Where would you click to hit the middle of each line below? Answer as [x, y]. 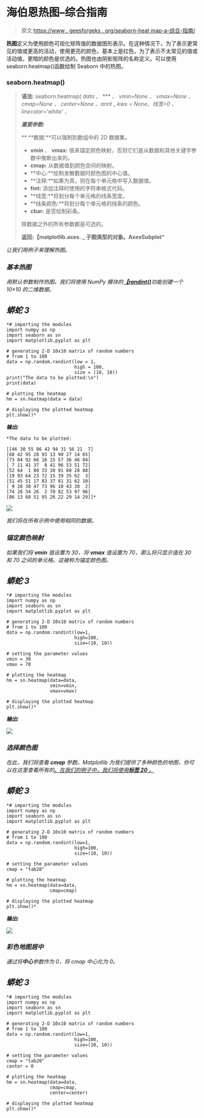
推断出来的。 [57, 158]
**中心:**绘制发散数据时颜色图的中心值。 [82, 173]
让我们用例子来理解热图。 [38, 250]
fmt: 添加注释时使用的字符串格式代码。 [79, 189]
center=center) [69, 1092]
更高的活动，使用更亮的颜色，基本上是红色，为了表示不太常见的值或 [112, 51]
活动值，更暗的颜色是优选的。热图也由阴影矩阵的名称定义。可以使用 [91, 58]
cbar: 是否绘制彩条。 [56, 211]
